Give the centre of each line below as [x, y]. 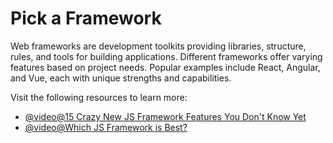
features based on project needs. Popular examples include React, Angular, [165, 67]
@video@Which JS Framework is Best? [106, 127]
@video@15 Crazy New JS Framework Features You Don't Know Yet [165, 116]
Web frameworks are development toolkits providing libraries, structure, [158, 46]
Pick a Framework [86, 18]
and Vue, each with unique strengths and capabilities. [121, 78]
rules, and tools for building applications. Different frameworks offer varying [166, 56]
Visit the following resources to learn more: [99, 97]
